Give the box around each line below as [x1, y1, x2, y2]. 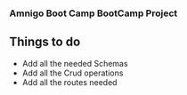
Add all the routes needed [21, 76, 118, 87]
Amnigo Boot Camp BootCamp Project [9, 7, 178, 20]
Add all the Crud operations [21, 67, 124, 78]
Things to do [9, 35, 81, 50]
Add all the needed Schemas [21, 58, 128, 68]
